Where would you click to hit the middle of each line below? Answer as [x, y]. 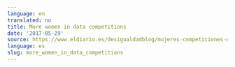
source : [19, 40]
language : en [26, 14]
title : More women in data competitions [67, 27]
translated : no [29, 20]
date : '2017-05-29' [36, 33]
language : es [26, 46]
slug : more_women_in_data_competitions [65, 53]
